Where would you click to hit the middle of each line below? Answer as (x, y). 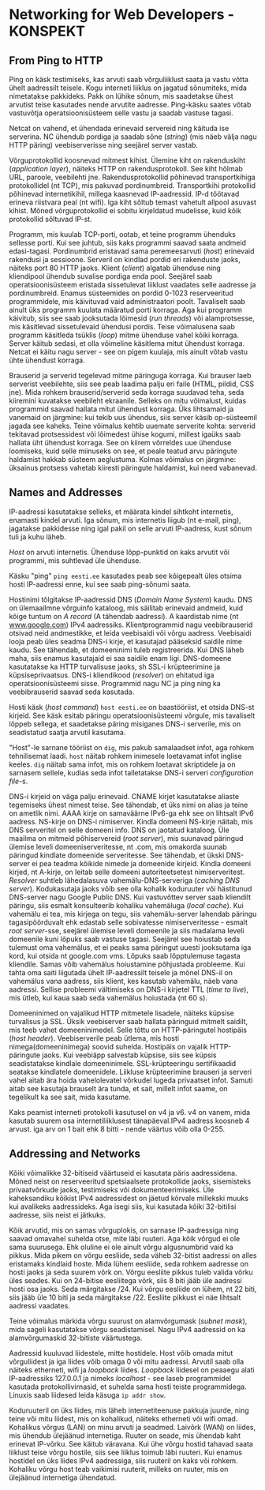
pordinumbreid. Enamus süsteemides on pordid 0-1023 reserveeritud (121, 293)
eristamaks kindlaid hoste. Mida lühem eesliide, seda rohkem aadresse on (129, 1263)
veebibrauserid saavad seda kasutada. (72, 692)
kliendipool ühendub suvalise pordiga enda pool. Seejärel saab (111, 276)
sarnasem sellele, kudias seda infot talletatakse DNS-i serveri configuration (132, 772)
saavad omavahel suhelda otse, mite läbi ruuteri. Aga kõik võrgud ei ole (125, 1238)
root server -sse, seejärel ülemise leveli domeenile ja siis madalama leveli (127, 930)
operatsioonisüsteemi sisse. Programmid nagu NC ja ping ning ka (115, 683)
